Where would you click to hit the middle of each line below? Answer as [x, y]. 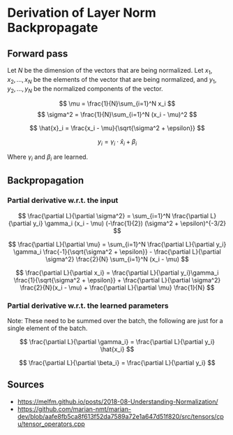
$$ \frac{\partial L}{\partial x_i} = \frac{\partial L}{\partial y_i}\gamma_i [117, 272]
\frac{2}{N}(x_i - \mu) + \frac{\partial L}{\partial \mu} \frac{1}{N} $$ [117, 287]
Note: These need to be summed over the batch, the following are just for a [115, 320]
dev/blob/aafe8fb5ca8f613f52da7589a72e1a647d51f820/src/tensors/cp [121, 416]
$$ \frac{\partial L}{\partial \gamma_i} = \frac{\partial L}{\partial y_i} [117, 341]
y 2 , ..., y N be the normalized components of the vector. [85, 89]
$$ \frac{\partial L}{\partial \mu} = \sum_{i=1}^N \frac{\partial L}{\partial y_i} [117, 244]
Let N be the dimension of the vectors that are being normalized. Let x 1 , [110, 71]
